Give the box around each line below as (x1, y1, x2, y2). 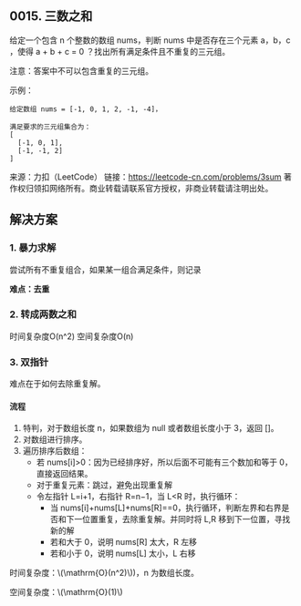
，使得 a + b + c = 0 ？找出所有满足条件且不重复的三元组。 (9, 46, 231, 56)
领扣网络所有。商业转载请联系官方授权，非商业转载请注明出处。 (33, 182, 274, 193)
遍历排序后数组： (22, 446, 88, 457)
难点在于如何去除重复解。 (9, 378, 106, 389)
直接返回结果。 (36, 468, 93, 479)
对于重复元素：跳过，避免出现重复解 (36, 479, 173, 490)
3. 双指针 (9, 355, 49, 368)
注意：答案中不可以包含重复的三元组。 (9, 65, 153, 76)
